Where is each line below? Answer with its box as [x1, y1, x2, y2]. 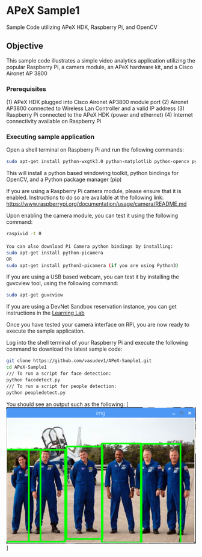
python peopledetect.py [6, 389, 66, 396]
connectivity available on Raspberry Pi [6, 118, 102, 125]
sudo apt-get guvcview [6, 292, 63, 298]
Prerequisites [6, 85, 46, 93]
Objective [6, 41, 44, 51]
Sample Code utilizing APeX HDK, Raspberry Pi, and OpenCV [6, 23, 158, 31]
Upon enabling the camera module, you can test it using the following [6, 212, 179, 220]
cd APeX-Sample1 [6, 365, 47, 371]
